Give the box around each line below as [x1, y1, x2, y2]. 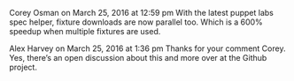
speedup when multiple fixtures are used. [9, 26, 161, 36]
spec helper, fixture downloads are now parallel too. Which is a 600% [9, 17, 263, 27]
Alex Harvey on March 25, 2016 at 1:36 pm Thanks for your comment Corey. [9, 43, 286, 54]
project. [9, 62, 38, 72]
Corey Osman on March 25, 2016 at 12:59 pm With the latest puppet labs [9, 8, 275, 18]
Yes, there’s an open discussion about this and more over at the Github [9, 53, 267, 63]
